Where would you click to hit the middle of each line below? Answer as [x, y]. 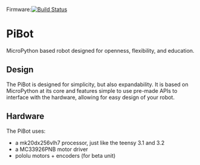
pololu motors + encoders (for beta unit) [65, 155]
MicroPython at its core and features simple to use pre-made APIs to [92, 90]
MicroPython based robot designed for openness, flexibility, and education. [101, 50]
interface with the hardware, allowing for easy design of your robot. [90, 97]
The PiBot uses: [26, 131]
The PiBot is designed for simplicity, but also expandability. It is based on [98, 84]
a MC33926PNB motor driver [52, 149]
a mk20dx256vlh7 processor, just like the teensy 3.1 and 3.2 [90, 143]
